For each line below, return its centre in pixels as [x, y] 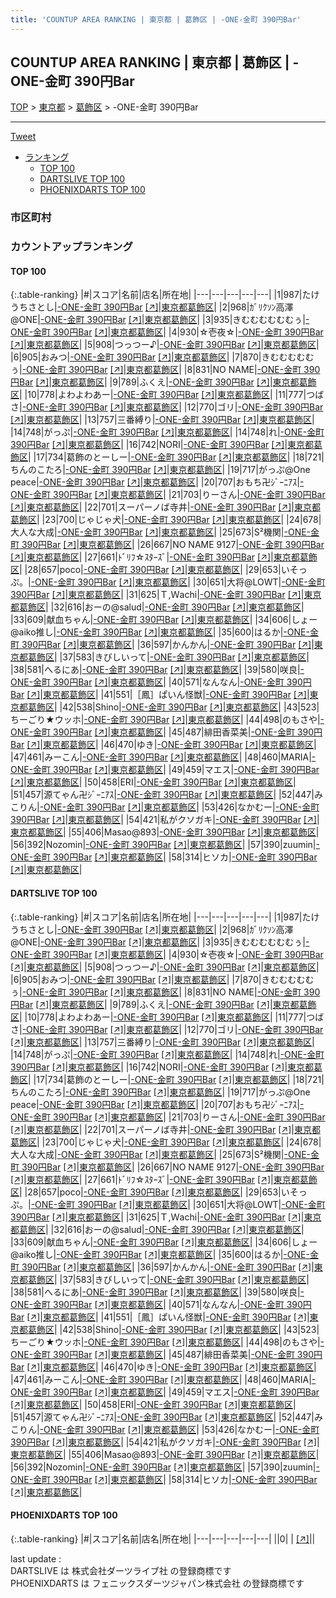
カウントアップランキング [71, 247]
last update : [36, 1558]
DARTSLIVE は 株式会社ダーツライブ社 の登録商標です [121, 1570]
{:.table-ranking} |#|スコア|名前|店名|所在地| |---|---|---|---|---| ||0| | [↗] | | [163, 1538]
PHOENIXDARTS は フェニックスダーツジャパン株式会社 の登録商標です [157, 1583]
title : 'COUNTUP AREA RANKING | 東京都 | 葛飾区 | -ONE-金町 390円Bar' [156, 19]
